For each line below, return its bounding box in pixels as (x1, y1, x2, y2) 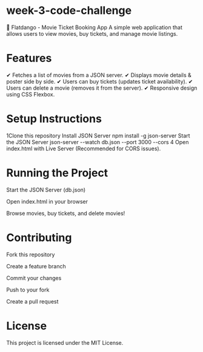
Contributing (6, 231, 72, 244)
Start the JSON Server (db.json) (6, 186, 86, 193)
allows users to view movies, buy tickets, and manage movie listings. (6, 30, 178, 37)
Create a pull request (6, 297, 59, 305)
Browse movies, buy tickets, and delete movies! (6, 210, 125, 217)
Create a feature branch (6, 262, 66, 270)
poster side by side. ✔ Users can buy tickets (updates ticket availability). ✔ (6, 78, 193, 85)
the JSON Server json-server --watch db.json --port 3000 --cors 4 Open (6, 138, 189, 145)
